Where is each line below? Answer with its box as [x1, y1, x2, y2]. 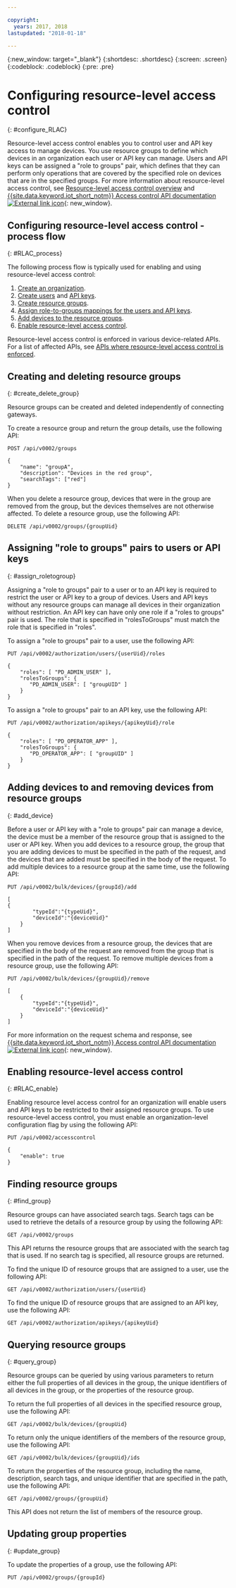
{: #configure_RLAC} [7, 125, 68, 134]
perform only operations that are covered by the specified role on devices [7, 169, 222, 178]
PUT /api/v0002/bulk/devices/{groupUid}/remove [7, 975, 150, 982]
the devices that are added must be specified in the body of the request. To [7, 855, 227, 863]
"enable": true [20, 1153, 65, 1160]
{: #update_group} [7, 1546, 61, 1555]
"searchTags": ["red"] [20, 476, 87, 483]
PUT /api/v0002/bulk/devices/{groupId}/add [7, 883, 137, 891]
